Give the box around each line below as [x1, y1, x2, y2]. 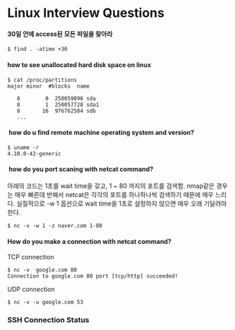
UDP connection [7, 285, 55, 294]
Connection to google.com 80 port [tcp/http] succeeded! [7, 273, 179, 280]
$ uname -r [7, 143, 40, 151]
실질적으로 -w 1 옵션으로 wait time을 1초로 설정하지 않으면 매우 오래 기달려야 [16, 199, 227, 208]
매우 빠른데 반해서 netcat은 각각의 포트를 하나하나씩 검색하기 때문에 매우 [14, 191, 214, 199]
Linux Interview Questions [7, 5, 164, 21]
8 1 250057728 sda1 [16, 101, 100, 108]
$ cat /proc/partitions [7, 76, 78, 83]
